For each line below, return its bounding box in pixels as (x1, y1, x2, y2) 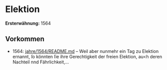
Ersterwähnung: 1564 (5, 20, 51, 26)
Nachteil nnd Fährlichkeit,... (12, 59, 69, 65)
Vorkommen (5, 35, 45, 43)
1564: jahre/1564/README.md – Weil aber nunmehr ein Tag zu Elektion (12, 48, 159, 54)
